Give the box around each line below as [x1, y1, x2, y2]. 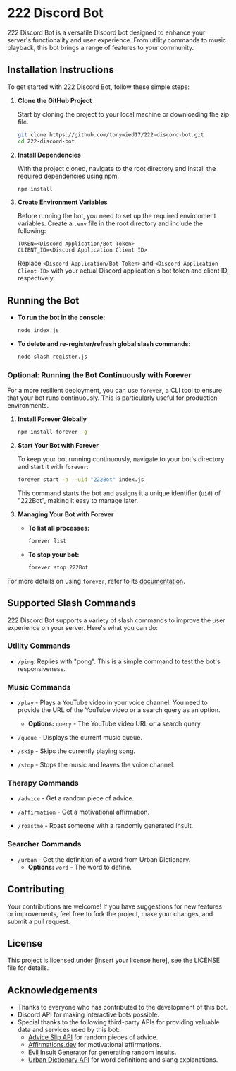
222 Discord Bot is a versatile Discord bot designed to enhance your [7, 28, 206, 37]
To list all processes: [27, 523, 90, 532]
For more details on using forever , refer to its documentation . [7, 576, 185, 585]
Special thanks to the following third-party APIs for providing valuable [17, 1018, 220, 1026]
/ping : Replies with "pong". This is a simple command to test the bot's [17, 657, 221, 665]
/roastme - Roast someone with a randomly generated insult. [17, 822, 194, 830]
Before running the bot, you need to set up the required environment [17, 212, 216, 220]
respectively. [17, 274, 55, 283]
